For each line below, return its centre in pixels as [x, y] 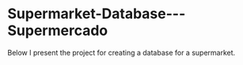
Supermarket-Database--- [97, 14]
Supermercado [58, 31]
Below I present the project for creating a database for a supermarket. [121, 52]
